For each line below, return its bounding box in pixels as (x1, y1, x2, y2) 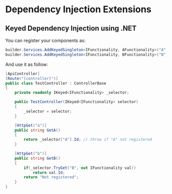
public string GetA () (14, 128, 60, 133)
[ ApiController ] (5, 71, 40, 76)
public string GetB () (14, 156, 60, 161)
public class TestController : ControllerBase (5, 81, 106, 86)
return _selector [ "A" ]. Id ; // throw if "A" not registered (24, 137, 153, 142)
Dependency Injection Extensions (5, 4, 152, 15)
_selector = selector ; (24, 109, 72, 114)
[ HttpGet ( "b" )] (14, 151, 47, 156)
